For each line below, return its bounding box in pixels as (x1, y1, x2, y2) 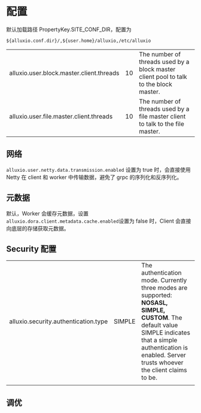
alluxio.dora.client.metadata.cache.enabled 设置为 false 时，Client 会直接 (6, 217, 191, 224)
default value (141, 321, 178, 329)
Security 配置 (6, 244, 57, 254)
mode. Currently (141, 276, 187, 284)
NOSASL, (141, 299, 168, 307)
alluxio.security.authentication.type (9, 317, 108, 326)
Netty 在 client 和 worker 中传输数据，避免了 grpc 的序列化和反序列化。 (6, 174, 182, 181)
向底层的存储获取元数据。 (6, 224, 69, 232)
